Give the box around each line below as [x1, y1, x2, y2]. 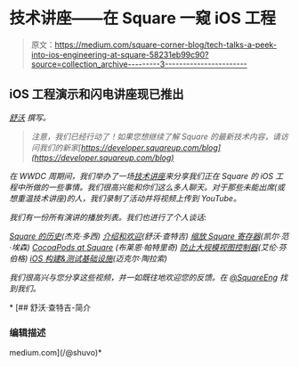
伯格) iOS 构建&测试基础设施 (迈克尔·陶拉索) [9, 253, 167, 264]
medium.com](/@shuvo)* [9, 347, 102, 358]
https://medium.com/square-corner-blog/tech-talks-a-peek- [54, 39, 278, 50]
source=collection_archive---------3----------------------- [30, 59, 247, 69]
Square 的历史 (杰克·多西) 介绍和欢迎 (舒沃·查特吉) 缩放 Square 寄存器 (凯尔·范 [9, 231, 289, 241]
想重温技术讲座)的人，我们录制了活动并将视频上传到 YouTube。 [9, 192, 242, 203]
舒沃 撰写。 [9, 112, 51, 123]
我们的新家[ [38, 142, 82, 152]
